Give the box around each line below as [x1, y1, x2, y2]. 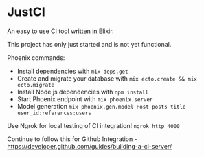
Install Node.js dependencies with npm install [16, 87, 149, 96]
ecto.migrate [16, 81, 55, 88]
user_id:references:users [16, 109, 91, 116]
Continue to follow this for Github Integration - [7, 135, 137, 143]
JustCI [7, 4, 46, 20]
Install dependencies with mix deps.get [16, 67, 128, 75]
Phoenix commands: [7, 53, 65, 62]
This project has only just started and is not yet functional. [7, 40, 172, 48]
